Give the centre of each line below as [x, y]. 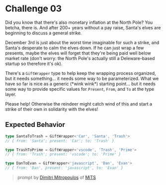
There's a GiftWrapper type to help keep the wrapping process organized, [81, 73]
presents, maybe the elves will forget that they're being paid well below [78, 53]
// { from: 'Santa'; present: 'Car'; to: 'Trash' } [60, 141]
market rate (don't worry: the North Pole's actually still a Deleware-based [80, 58]
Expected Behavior [35, 125]
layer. [11, 94]
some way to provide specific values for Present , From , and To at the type [80, 89]
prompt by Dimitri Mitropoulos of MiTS [56, 177]
